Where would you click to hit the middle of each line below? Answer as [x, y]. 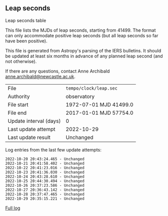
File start [18, 104]
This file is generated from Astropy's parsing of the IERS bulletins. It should [83, 50]
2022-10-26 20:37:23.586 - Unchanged [45, 185]
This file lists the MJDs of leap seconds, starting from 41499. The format [81, 30]
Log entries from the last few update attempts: [53, 150]
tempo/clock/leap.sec [91, 88]
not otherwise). [21, 61]
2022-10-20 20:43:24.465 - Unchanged [45, 159]
